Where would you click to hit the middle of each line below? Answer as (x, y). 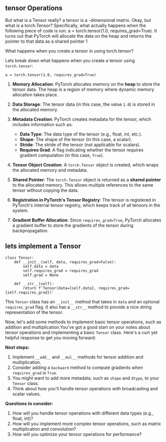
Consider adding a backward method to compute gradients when (78, 368)
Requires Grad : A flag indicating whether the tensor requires (82, 150)
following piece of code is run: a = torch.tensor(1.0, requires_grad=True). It (81, 31)
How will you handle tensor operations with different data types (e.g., (83, 413)
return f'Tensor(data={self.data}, (60, 288)
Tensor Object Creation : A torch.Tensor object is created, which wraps (85, 165)
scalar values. (27, 394)
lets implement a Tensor (43, 246)
